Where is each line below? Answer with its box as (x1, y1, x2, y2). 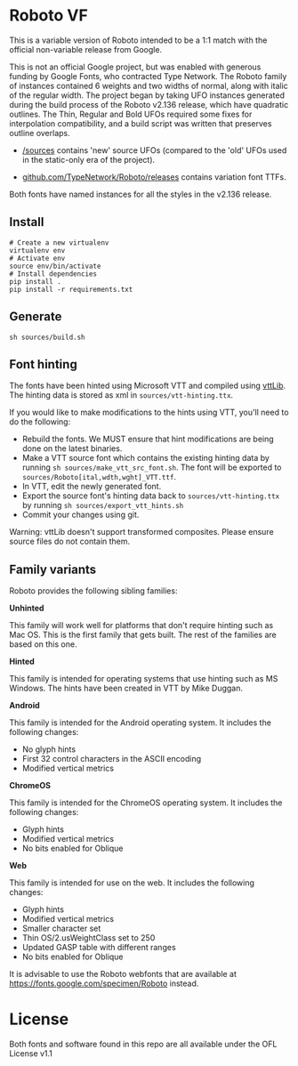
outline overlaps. (9, 127, 71, 138)
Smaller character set (21, 923, 101, 934)
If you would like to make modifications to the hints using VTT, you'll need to (9, 407, 289, 418)
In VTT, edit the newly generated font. (21, 481, 162, 492)
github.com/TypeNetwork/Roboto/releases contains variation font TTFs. (21, 171, 286, 182)
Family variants (9, 561, 97, 577)
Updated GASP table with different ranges (21, 942, 176, 953)
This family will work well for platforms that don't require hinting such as (9, 620, 274, 631)
